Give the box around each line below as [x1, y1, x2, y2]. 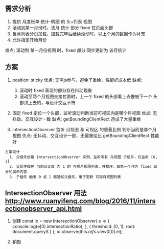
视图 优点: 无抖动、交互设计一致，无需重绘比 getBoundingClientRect [12, 133, 150, 138]
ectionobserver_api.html [5, 204, 82, 213]
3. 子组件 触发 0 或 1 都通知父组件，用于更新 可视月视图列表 [9, 174, 121, 180]
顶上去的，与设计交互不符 [23, 99, 76, 105]
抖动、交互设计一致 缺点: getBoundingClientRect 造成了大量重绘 [12, 116, 141, 122]
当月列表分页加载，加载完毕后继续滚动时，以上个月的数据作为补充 [12, 31, 145, 37]
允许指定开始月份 [12, 37, 47, 43]
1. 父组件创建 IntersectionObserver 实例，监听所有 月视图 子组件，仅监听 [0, [9, 155, 158, 159]
